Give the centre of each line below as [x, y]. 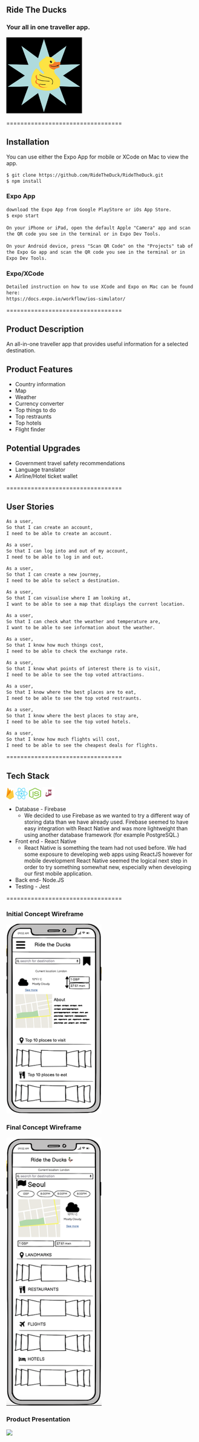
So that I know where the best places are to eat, [71, 692]
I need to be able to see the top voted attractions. [76, 675]
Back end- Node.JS [40, 880]
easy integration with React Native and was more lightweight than [106, 829]
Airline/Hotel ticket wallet [46, 476]
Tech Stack [28, 776]
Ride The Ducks [37, 10]
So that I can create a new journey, [54, 575]
